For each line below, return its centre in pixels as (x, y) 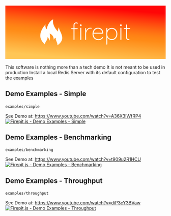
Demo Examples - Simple (46, 94)
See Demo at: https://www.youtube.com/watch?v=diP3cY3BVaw (73, 203)
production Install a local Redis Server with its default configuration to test (83, 72)
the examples (20, 78)
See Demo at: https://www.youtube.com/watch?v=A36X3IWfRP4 (73, 116)
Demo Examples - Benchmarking (59, 137)
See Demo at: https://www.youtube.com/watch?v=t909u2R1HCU (73, 159)
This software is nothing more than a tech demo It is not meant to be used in (85, 67)
